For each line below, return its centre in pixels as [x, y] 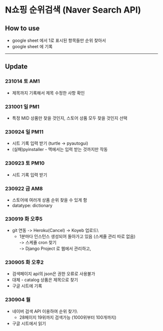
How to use [22, 28]
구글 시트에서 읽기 [29, 323]
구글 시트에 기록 [27, 286]
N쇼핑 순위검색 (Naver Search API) [73, 10]
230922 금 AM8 [24, 188]
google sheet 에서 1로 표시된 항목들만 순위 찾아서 [59, 40]
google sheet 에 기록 [32, 46]
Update [16, 67]
